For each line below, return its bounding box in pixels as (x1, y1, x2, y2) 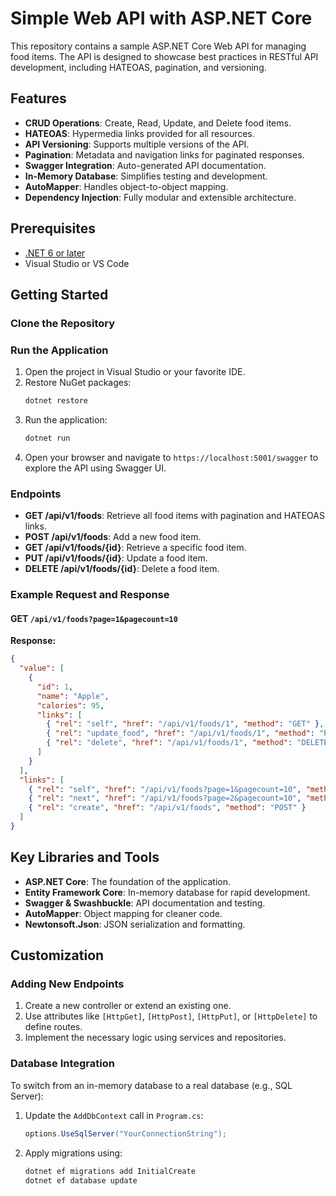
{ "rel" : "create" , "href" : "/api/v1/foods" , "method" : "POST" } (28, 803, 307, 813)
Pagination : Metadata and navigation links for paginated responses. (24, 148, 305, 161)
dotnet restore (24, 396, 89, 406)
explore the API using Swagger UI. (24, 462, 167, 474)
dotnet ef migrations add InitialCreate (24, 1166, 196, 1176)
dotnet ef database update (24, 1175, 138, 1186)
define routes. (24, 1021, 83, 1033)
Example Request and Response (10, 588, 170, 602)
